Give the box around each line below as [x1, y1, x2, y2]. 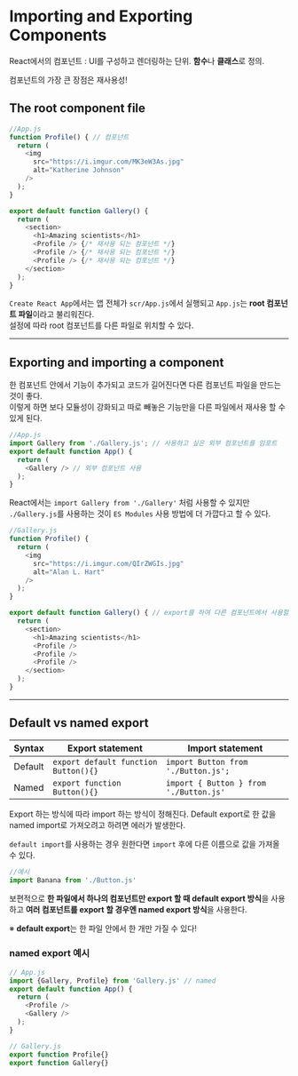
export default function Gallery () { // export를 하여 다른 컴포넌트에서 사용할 [9, 609, 290, 618]
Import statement [187, 742, 263, 754]
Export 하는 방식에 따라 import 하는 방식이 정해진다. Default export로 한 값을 [9, 809, 277, 819]
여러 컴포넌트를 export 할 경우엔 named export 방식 [25, 904, 208, 914]
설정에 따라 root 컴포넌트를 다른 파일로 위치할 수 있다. [9, 320, 194, 331]
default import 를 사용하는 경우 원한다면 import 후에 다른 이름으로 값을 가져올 [9, 838, 280, 849]
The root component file [9, 100, 146, 116]
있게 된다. [9, 413, 43, 424]
